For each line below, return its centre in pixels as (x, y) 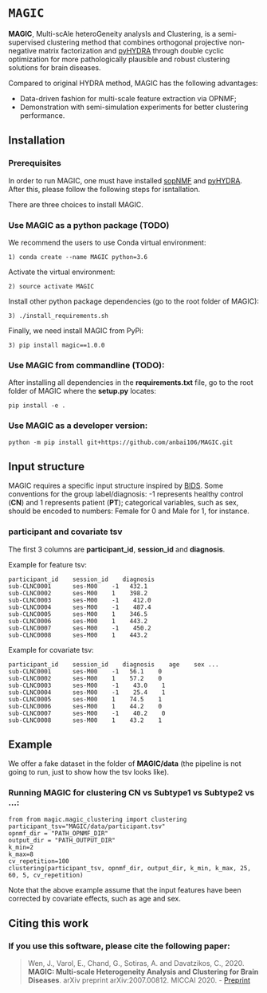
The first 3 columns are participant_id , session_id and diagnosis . (117, 549)
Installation (37, 141)
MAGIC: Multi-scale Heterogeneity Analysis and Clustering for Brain (143, 972)
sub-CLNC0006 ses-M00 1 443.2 (78, 621)
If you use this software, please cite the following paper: (119, 946)
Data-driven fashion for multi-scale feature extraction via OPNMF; (128, 98)
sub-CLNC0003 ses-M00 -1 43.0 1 (87, 685)
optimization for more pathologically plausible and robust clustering (119, 59)
